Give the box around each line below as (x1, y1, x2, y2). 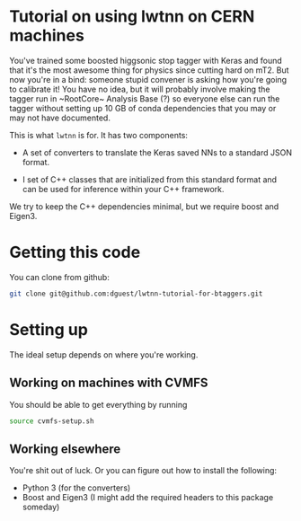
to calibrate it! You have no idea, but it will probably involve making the (9, 84, 270, 94)
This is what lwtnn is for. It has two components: (9, 129, 189, 140)
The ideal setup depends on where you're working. (9, 349, 199, 360)
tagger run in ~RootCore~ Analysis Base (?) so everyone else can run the (9, 93, 280, 104)
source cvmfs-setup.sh (9, 416, 94, 426)
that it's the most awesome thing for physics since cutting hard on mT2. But (9, 65, 289, 75)
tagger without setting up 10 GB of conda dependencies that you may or (9, 102, 277, 113)
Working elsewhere (9, 441, 121, 456)
